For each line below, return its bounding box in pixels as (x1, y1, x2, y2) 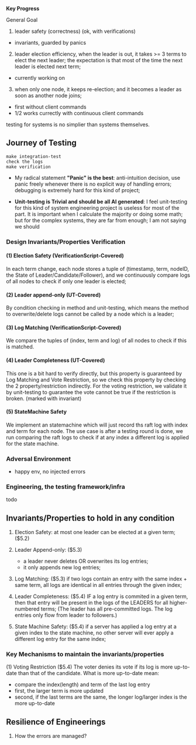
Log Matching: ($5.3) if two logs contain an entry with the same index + (14, 575, 187, 582)
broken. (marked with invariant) (6, 395, 82, 402)
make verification (6, 164, 51, 170)
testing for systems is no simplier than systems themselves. (6, 121, 150, 128)
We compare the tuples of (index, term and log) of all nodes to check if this (6, 337, 187, 344)
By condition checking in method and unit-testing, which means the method (6, 304, 189, 311)
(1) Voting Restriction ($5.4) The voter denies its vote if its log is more (6, 663, 173, 670)
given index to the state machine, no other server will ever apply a (14, 629, 174, 636)
